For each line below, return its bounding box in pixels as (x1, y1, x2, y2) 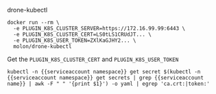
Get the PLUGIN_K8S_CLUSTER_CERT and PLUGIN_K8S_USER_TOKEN (7, 55, 179, 63)
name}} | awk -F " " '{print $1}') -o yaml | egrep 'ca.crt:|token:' (7, 80, 211, 87)
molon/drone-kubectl (13, 43, 72, 50)
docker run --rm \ (7, 19, 60, 26)
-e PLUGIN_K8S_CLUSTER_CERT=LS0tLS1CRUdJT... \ (13, 31, 152, 38)
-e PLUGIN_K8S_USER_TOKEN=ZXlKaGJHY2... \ (13, 37, 136, 44)
